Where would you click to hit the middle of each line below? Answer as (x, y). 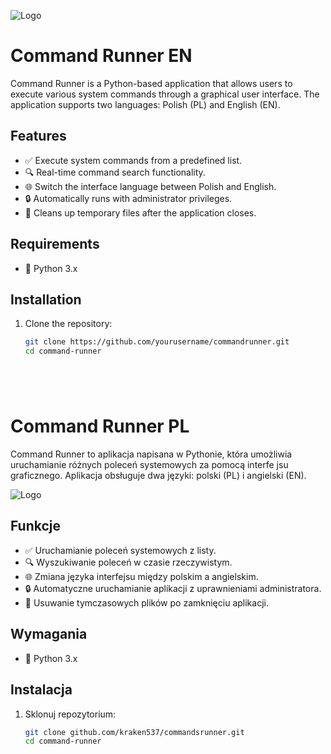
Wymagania (49, 634)
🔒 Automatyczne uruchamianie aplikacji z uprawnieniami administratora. (173, 588)
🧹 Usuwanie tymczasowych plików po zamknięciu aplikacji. (146, 602)
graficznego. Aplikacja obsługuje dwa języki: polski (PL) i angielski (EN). (158, 476)
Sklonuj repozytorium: (70, 714)
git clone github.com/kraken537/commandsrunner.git (134, 732)
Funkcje (36, 526)
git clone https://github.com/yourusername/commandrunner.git (157, 342)
